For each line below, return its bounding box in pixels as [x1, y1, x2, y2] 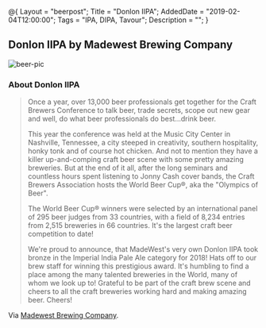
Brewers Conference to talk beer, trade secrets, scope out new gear [27, 106, 250, 115]
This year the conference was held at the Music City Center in [27, 129, 231, 139]
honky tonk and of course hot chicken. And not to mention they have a [27, 146, 258, 156]
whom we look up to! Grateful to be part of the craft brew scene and [27, 278, 252, 288]
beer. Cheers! [27, 295, 73, 305]
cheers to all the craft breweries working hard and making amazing [27, 287, 248, 296]
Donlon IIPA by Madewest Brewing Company [8, 38, 233, 52]
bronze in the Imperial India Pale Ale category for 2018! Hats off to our [27, 253, 257, 263]
